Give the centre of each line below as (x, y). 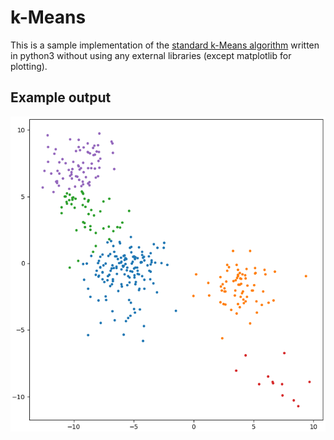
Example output (61, 97)
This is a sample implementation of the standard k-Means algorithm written (165, 45)
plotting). (29, 66)
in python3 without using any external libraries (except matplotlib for (151, 55)
